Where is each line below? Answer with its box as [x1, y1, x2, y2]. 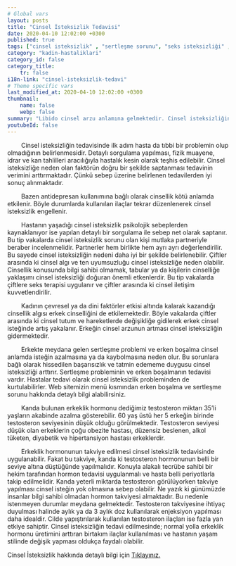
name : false [20, 102, 55, 109]
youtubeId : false [7, 121, 58, 129]
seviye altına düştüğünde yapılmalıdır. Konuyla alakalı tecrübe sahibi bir [7, 462, 214, 470]
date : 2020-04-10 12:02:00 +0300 [7, 30, 105, 37]
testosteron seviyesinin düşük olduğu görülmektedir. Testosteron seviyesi [7, 418, 220, 427]
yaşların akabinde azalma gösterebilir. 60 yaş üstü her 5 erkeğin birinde [7, 411, 214, 420]
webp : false [20, 108, 55, 115]
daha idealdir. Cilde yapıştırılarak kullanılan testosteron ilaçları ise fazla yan [7, 515, 223, 523]
